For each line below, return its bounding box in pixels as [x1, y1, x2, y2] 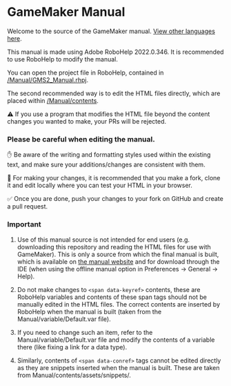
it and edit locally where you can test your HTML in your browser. [7, 181, 193, 190]
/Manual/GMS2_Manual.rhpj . [7, 75, 88, 84]
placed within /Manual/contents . [7, 96, 99, 104]
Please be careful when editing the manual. [7, 134, 155, 144]
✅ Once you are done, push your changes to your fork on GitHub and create [7, 195, 224, 203]
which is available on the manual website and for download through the [17, 257, 220, 266]
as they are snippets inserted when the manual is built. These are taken [17, 363, 220, 371]
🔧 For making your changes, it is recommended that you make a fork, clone [7, 174, 221, 182]
